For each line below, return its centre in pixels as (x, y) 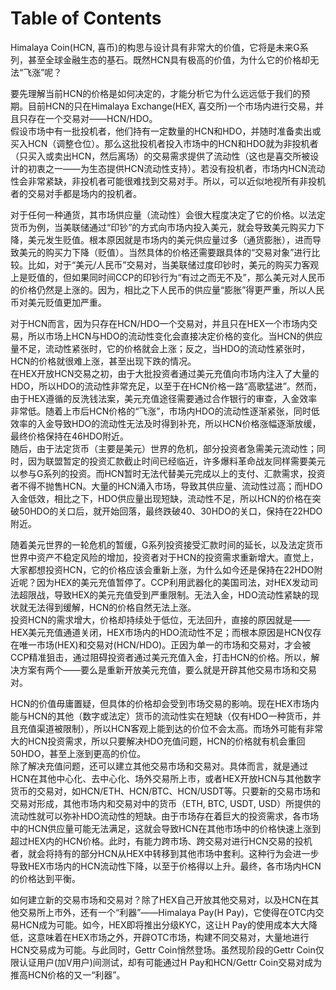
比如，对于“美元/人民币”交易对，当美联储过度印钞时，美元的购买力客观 (173, 264)
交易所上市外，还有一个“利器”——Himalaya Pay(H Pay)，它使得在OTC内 (167, 912)
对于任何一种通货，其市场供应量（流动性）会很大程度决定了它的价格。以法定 (168, 214)
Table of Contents (86, 18)
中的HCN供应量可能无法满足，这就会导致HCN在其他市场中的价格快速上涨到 (166, 828)
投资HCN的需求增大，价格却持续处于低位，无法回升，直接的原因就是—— (160, 619)
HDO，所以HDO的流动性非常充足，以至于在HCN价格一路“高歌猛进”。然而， (166, 386)
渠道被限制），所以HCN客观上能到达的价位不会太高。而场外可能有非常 (180, 728)
